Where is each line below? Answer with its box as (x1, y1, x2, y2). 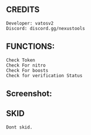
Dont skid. (6, 124, 33, 130)
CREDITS (6, 5, 40, 15)
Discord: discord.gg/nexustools (6, 25, 85, 31)
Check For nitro (6, 62, 46, 68)
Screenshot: (6, 88, 52, 99)
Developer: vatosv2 (6, 20, 54, 26)
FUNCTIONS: (6, 41, 55, 52)
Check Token (6, 57, 35, 63)
